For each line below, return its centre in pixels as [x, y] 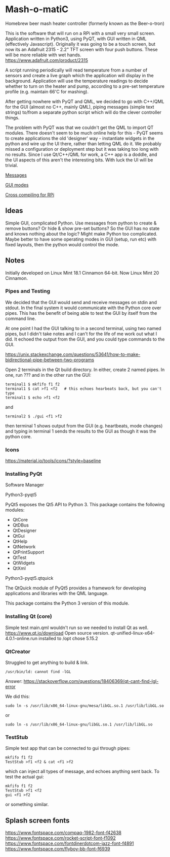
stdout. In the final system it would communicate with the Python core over [83, 308]
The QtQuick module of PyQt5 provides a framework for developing [76, 588]
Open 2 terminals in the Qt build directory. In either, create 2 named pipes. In [85, 370]
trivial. [12, 165]
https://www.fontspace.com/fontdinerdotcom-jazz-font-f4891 [70, 843]
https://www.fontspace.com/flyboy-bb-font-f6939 [58, 849]
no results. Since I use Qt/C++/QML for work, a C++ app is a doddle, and [81, 154]
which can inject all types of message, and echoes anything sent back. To [82, 771]
